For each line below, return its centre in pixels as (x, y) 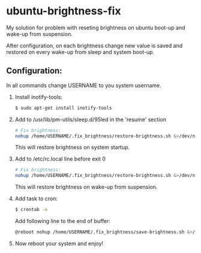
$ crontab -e (31, 210)
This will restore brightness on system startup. (72, 147)
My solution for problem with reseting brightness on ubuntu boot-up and (96, 28)
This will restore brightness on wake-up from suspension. (86, 187)
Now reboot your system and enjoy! (59, 243)
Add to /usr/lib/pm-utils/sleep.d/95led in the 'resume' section (91, 119)
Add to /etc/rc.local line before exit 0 (60, 159)
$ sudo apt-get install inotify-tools (63, 108)
